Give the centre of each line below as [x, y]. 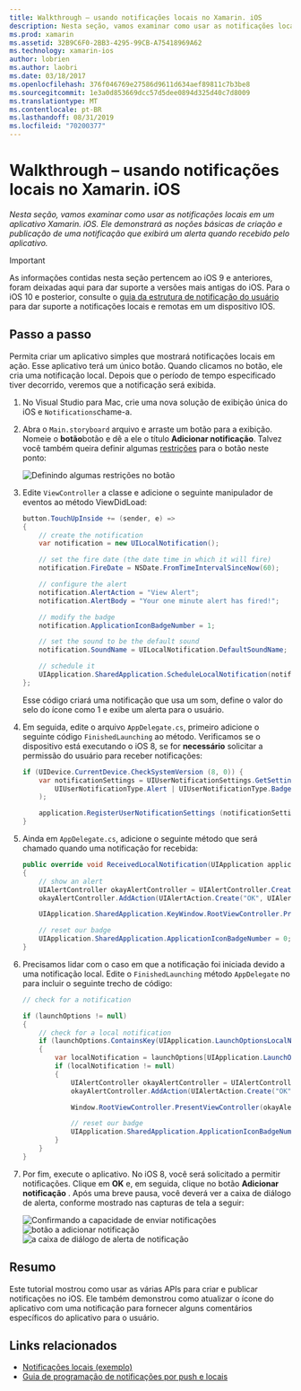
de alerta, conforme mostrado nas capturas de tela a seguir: [133, 1203]
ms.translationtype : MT [54, 101]
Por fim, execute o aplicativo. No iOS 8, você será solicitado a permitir [151, 1174]
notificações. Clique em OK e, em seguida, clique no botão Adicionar [150, 1183]
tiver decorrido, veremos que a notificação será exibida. [113, 385]
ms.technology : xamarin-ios [62, 51]
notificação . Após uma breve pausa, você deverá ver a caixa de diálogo [156, 1193]
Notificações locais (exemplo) [77, 1367]
